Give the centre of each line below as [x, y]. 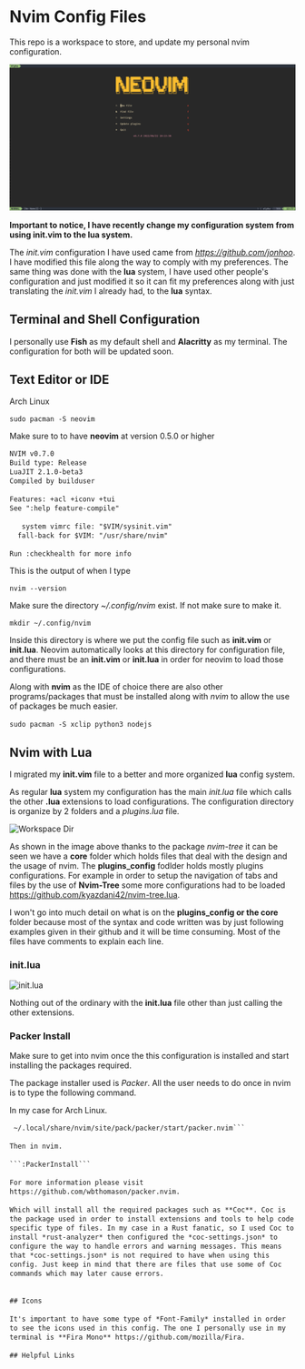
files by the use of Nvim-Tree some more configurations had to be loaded [148, 885]
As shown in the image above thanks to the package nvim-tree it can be [144, 847]
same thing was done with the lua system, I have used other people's [139, 271]
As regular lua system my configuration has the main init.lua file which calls [151, 792]
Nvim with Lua [51, 752]
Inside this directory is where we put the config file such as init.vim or [141, 640]
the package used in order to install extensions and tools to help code [152, 1219]
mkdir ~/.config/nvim [50, 624]
